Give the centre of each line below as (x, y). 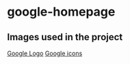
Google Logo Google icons (45, 53)
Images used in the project (65, 37)
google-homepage (61, 12)
